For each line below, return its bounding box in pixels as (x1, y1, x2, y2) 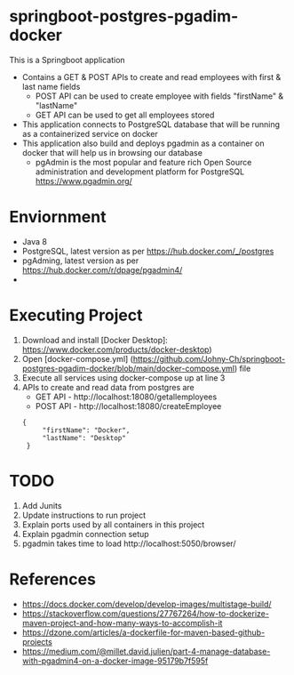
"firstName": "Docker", (42, 425, 131, 435)
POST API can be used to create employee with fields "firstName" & (35, 91, 284, 101)
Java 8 (21, 236, 47, 246)
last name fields (21, 81, 81, 92)
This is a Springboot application (9, 54, 126, 65)
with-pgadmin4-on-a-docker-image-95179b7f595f (21, 655, 209, 666)
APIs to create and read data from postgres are (21, 382, 195, 392)
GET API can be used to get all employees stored (35, 109, 215, 120)
